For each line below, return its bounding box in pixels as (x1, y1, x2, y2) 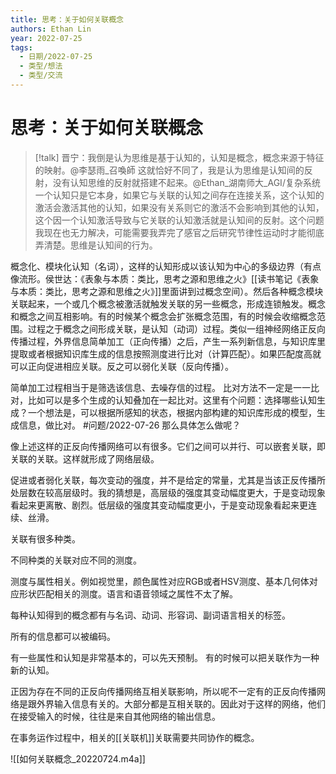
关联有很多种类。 (10, 532, 81, 545)
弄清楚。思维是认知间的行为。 (34, 239, 158, 251)
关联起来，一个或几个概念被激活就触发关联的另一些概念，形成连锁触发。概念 (10, 297, 326, 310)
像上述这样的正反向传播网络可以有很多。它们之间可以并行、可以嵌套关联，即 (10, 440, 326, 452)
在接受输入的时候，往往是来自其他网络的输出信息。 (10, 710, 221, 722)
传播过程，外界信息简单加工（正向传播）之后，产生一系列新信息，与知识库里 (10, 335, 326, 347)
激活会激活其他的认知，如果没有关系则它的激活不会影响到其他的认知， (34, 201, 325, 213)
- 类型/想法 (19, 61, 63, 71)
